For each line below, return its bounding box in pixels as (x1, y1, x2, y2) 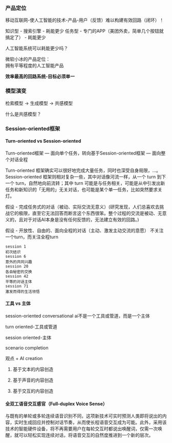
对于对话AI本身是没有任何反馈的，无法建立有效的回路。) (23, 216, 139, 223)
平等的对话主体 (5, 279, 32, 284)
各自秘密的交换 (5, 269, 32, 274)
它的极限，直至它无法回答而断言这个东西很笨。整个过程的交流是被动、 (9, 210, 158, 216)
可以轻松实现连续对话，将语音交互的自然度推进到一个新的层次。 (18, 432, 154, 438)
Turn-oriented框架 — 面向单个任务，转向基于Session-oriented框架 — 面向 (5, 150, 161, 156)
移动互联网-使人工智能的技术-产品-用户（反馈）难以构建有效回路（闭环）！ (5, 17, 164, 24)
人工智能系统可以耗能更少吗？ (5, 45, 68, 52)
